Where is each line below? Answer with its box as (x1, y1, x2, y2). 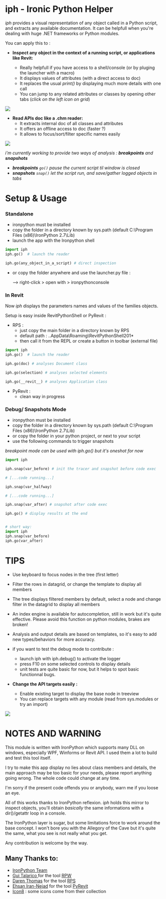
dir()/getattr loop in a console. (5, 810, 66, 816)
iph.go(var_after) (5, 538, 43, 543)
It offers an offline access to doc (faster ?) (19, 126, 106, 132)
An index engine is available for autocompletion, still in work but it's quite (12, 611, 162, 617)
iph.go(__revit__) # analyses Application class (5, 379, 108, 384)
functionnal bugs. (19, 671, 56, 677)
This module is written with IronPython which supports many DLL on (5, 744, 145, 750)
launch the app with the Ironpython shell (12, 237, 95, 244)
